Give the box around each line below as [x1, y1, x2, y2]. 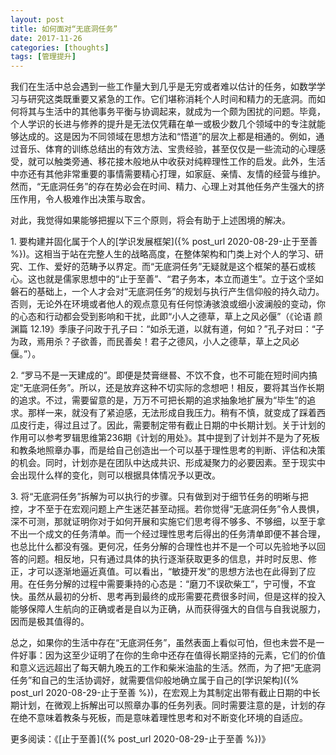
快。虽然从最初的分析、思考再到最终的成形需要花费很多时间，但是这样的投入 [10, 591, 326, 603]
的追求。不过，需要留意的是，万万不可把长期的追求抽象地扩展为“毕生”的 [10, 394, 308, 406]
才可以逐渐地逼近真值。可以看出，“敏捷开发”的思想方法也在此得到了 [27, 566, 308, 578]
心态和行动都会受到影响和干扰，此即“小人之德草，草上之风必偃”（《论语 [18, 311, 312, 323]
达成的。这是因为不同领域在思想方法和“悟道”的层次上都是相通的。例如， [18, 131, 317, 143]
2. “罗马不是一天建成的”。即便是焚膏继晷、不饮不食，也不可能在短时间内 [10, 369, 309, 381]
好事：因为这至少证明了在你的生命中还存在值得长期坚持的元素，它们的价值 [18, 649, 326, 661]
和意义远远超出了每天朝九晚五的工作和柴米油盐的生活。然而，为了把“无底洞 [10, 662, 322, 674]
